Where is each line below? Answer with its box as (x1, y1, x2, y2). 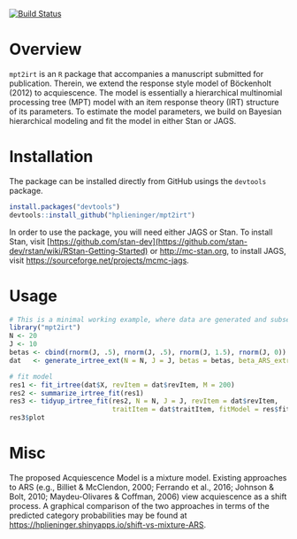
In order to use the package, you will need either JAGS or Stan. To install (9, 227, 273, 237)
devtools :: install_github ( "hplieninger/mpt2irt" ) (9, 211, 196, 219)
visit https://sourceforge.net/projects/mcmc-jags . (9, 255, 190, 266)
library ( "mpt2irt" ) (9, 323, 81, 332)
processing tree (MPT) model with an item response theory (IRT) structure (9, 96, 279, 107)
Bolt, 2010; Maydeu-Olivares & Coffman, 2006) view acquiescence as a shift (9, 491, 287, 502)
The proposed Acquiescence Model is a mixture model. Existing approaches (9, 473, 287, 482)
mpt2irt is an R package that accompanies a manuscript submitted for (9, 68, 264, 79)
